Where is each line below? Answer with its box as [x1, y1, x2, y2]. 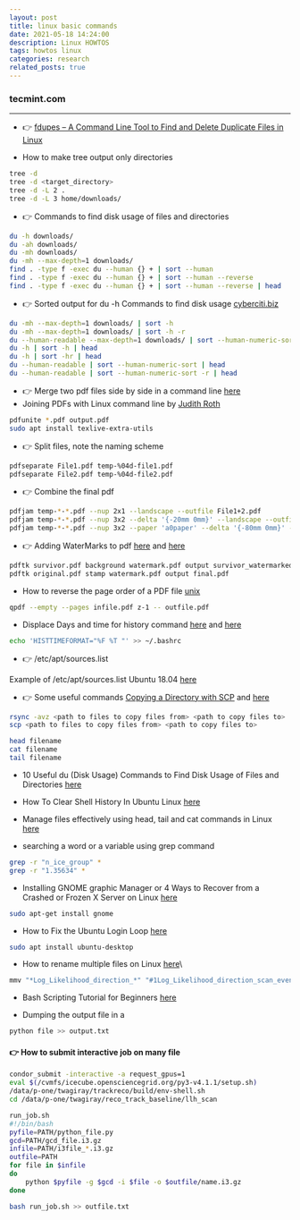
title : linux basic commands [9, 21, 118, 30]
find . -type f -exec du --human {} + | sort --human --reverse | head [9, 281, 281, 291]
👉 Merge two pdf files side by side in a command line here [21, 385, 241, 396]
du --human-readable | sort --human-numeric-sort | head [9, 360, 226, 369]
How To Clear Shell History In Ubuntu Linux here [21, 796, 201, 807]
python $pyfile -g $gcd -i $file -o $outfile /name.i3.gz [25, 1177, 242, 1186]
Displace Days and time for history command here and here [21, 619, 242, 630]
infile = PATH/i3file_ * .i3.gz [9, 1144, 114, 1154]
